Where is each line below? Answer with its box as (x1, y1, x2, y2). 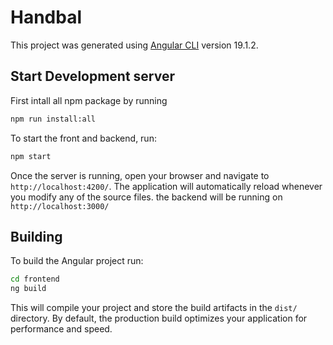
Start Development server (10, 68, 176, 85)
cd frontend (10, 274, 60, 285)
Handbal (10, 6, 83, 29)
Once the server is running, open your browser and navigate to (10, 169, 270, 181)
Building (10, 228, 63, 245)
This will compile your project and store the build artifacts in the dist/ (10, 302, 298, 314)
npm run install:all (10, 114, 97, 124)
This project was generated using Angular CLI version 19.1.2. (10, 39, 259, 51)
